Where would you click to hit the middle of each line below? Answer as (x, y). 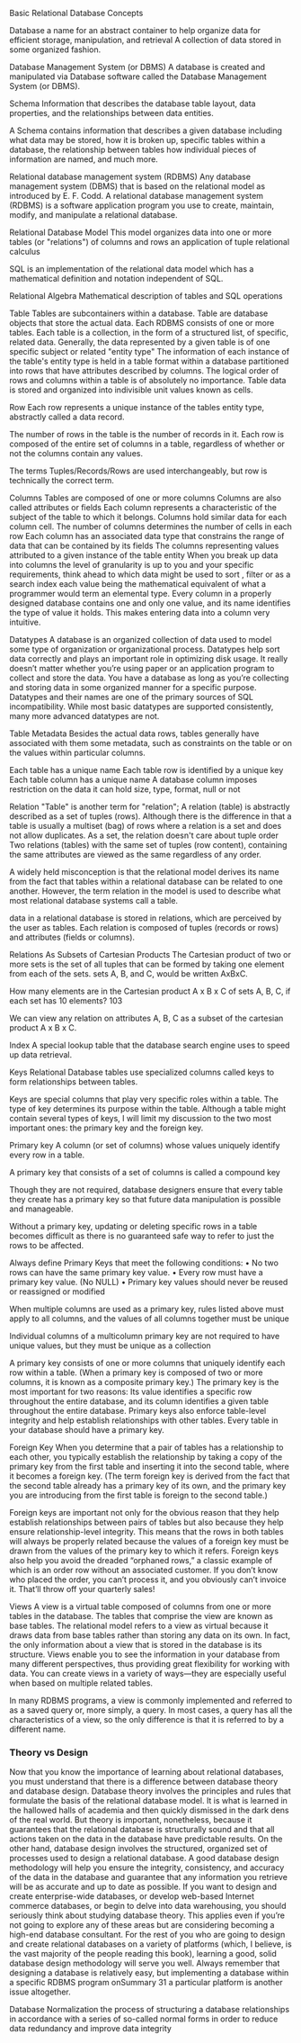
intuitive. (25, 622)
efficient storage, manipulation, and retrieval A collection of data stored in (145, 40)
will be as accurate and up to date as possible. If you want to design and (143, 1887)
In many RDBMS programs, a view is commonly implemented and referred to (151, 1701)
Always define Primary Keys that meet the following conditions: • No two (144, 1263)
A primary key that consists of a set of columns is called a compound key (145, 1172)
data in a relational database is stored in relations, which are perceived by (146, 918)
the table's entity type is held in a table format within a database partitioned (149, 361)
